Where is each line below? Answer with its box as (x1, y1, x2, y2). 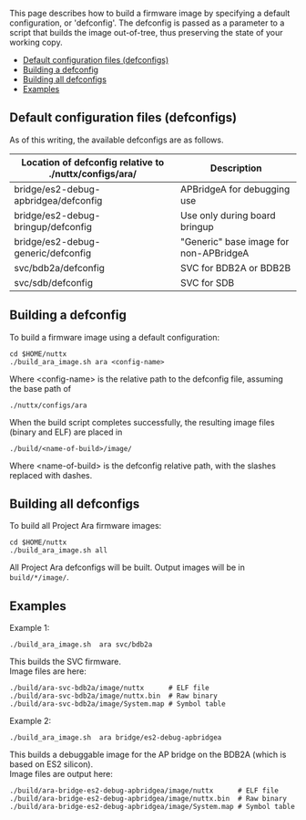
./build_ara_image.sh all (9, 546, 107, 555)
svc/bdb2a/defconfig (14, 261, 105, 274)
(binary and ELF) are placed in (9, 426, 123, 437)
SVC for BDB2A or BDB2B (180, 261, 291, 274)
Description (209, 162, 262, 174)
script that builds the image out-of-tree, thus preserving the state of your (9, 27, 283, 37)
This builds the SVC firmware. (9, 657, 121, 668)
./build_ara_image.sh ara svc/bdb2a (9, 640, 153, 649)
